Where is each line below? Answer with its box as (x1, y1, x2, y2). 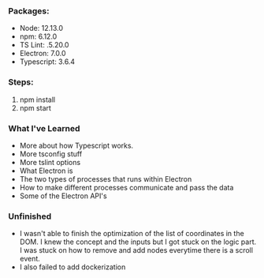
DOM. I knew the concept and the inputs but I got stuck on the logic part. (19, 237, 257, 246)
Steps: (8, 77, 34, 88)
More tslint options (19, 157, 81, 167)
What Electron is (19, 166, 73, 175)
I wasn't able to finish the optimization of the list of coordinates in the (19, 229, 244, 239)
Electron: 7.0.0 (19, 49, 66, 58)
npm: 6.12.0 (19, 32, 58, 41)
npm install (19, 95, 56, 104)
